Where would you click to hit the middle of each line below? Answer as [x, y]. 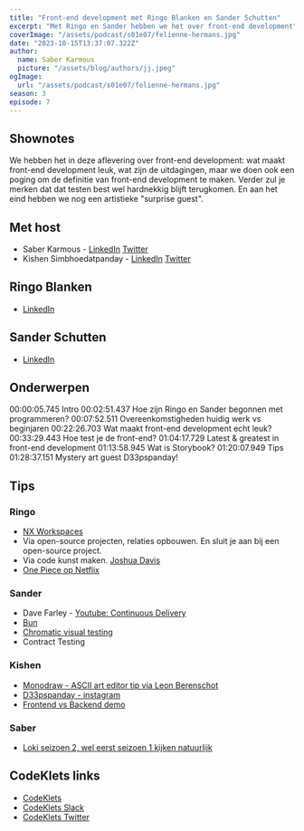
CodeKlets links [55, 776]
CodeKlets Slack [53, 807]
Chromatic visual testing [67, 632]
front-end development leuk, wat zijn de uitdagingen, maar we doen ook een [152, 170]
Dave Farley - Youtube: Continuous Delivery [104, 613]
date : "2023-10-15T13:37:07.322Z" [75, 43]
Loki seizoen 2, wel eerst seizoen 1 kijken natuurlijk [117, 748]
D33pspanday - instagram [71, 694]
